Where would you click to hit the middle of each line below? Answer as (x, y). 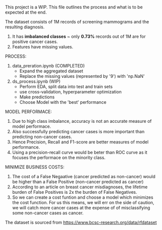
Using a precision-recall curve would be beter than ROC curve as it (80, 152)
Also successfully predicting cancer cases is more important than (78, 131)
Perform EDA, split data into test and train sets (66, 87)
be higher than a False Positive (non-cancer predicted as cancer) (78, 182)
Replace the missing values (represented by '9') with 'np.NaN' (82, 76)
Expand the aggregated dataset (51, 71)
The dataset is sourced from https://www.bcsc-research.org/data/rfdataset (81, 222)
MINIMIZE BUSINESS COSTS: (35, 167)
